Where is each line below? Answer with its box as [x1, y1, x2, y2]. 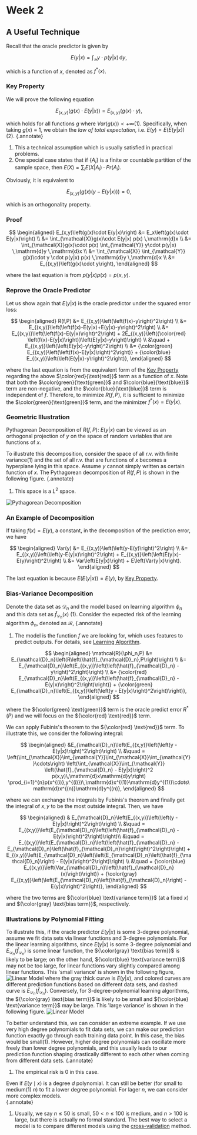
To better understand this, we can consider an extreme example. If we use [6, 1019, 186, 1026]
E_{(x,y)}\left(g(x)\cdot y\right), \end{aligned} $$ [39, 260, 158, 268]
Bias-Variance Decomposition [6, 589, 94, 597]
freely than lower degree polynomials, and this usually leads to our [6, 1044, 168, 1051]
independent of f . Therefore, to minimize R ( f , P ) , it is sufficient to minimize [6, 391, 185, 398]
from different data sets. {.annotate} [6, 1057, 94, 1064]
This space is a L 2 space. [14, 486, 76, 495]
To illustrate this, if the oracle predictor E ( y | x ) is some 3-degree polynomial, [6, 929, 189, 936]
